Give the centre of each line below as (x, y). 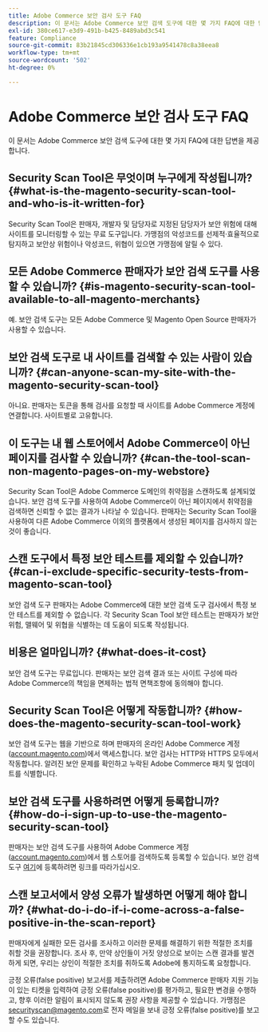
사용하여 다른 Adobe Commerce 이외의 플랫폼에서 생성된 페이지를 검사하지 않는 (133, 521)
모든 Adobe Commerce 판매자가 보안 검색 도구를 (123, 271)
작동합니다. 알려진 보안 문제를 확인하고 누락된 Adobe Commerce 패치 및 (121, 763)
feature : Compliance (43, 38)
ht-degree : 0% (32, 68)
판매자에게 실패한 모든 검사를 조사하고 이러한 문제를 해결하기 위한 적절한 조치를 (131, 943)
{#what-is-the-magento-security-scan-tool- (122, 191)
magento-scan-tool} (61, 584)
